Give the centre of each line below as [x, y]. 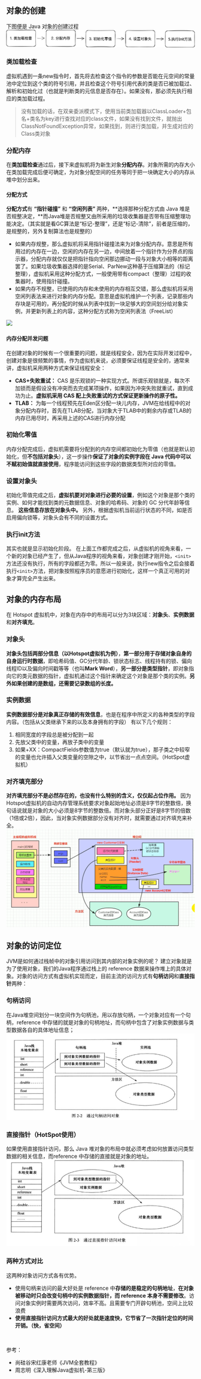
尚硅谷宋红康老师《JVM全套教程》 [57, 1362]
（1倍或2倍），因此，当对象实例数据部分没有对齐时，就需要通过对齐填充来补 [99, 818]
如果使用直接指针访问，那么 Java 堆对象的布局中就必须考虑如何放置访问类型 [100, 1148]
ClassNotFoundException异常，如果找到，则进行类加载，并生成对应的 [107, 126]
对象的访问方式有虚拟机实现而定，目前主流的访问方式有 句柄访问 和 [98, 976]
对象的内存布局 [34, 599]
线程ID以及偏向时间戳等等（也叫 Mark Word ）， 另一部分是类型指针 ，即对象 [98, 668]
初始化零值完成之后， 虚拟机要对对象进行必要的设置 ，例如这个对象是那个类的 [100, 495]
